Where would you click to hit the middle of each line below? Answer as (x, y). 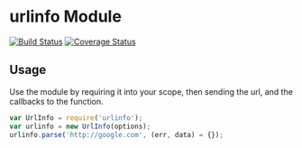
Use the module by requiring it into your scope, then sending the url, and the (151, 91)
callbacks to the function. (56, 101)
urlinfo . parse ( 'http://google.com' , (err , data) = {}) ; (116, 134)
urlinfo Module (65, 17)
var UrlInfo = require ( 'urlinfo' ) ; (76, 118)
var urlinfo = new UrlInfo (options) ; (80, 126)
